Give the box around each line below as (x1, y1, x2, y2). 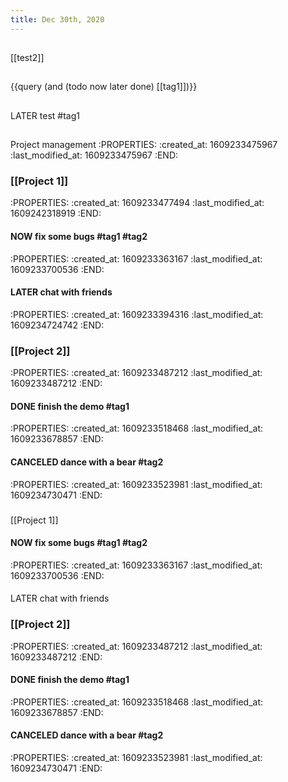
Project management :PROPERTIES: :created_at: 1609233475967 (10, 139, 278, 151)
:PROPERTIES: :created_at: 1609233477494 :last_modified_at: (10, 197, 265, 209)
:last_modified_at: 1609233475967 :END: (10, 149, 179, 161)
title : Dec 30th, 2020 (10, 14, 105, 25)
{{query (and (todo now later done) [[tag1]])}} (10, 81, 198, 93)
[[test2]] (10, 52, 45, 64)
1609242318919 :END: (10, 207, 102, 220)
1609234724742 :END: (10, 319, 105, 331)
